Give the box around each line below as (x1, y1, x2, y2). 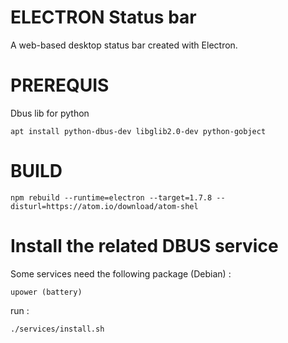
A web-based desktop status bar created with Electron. (10, 39, 238, 51)
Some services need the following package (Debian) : (10, 267, 232, 280)
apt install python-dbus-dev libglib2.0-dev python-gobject (10, 126, 267, 136)
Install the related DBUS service (10, 235, 279, 257)
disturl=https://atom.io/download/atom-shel (10, 201, 199, 211)
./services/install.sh (10, 324, 105, 334)
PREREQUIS (10, 74, 110, 97)
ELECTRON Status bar (10, 6, 197, 29)
